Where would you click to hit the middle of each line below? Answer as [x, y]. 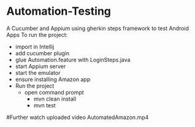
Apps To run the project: [37, 34]
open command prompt [54, 92]
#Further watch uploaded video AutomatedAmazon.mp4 [78, 117]
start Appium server [40, 66]
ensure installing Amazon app [53, 79]
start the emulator [38, 72]
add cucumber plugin [42, 53]
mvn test [45, 105]
